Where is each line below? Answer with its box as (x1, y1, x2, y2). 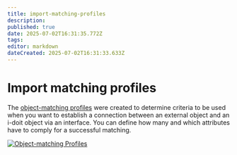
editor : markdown (7, 43, 59, 50)
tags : (7, 37, 23, 44)
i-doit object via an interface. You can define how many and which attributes (7, 118, 230, 127)
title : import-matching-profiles (7, 10, 106, 18)
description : (7, 17, 46, 24)
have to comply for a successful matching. (7, 125, 132, 134)
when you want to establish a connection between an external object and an (7, 111, 230, 119)
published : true (7, 23, 55, 30)
